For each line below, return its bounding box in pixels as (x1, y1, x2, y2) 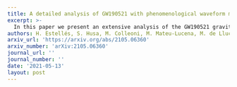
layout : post (7, 69, 46, 76)
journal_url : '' (7, 50, 55, 57)
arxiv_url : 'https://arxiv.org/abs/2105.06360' (7, 36, 150, 43)
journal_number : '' (7, 56, 65, 63)
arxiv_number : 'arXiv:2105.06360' (7, 43, 109, 50)
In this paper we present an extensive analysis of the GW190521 (13, 23, 210, 30)
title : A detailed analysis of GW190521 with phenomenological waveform (7, 10, 226, 18)
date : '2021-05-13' (7, 62, 65, 69)
